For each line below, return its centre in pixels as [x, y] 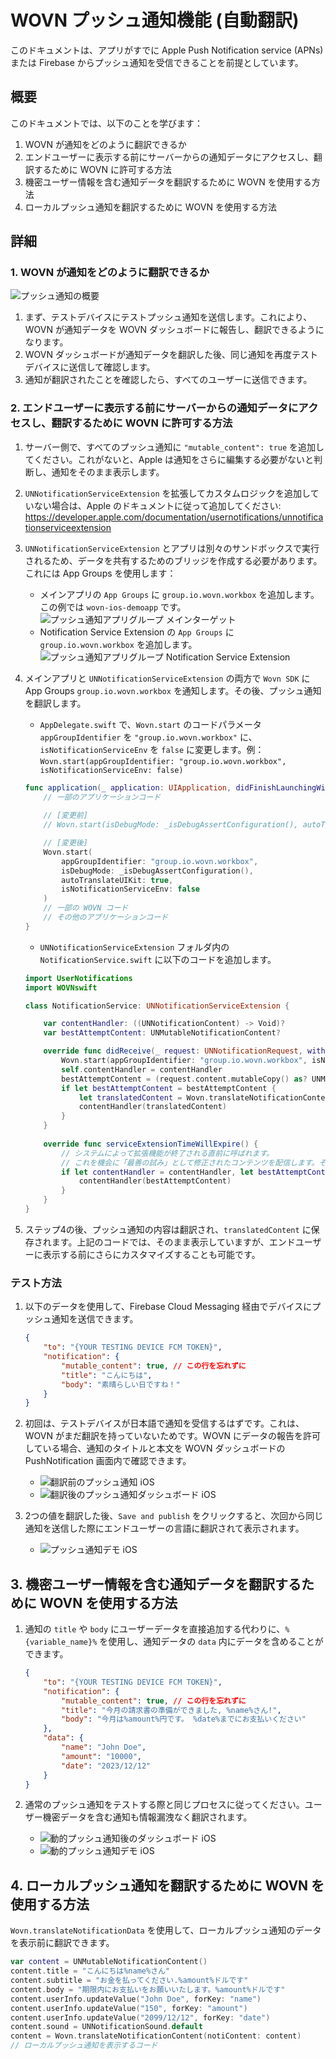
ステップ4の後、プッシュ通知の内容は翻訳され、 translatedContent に [168, 1229]
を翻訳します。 [55, 703]
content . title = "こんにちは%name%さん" [90, 1971]
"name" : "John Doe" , [104, 1747]
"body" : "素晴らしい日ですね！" [121, 1384]
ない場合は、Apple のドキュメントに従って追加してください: [157, 505]
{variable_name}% [61, 1642]
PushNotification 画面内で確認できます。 [108, 1461]
